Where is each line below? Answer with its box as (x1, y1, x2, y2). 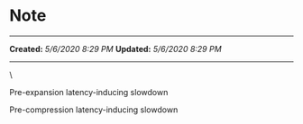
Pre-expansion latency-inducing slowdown (9, 86, 169, 97)
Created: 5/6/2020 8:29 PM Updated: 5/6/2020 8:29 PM (9, 43, 223, 54)
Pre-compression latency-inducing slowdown (9, 104, 179, 115)
